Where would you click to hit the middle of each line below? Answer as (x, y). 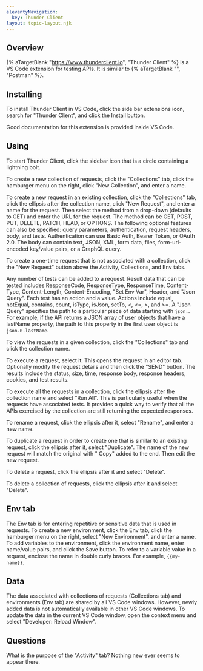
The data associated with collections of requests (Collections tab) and (94, 596)
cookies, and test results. (38, 379)
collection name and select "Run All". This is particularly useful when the (97, 397)
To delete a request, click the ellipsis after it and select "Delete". (86, 471)
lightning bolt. (23, 167)
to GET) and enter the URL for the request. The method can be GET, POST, (99, 217)
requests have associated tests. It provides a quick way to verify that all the (100, 404)
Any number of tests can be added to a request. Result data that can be (95, 278)
